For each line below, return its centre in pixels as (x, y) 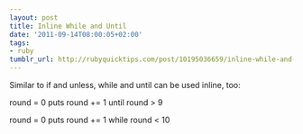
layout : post (34, 18)
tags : (19, 43)
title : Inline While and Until (68, 26)
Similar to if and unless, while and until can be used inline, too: (125, 85)
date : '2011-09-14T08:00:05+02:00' (76, 34)
